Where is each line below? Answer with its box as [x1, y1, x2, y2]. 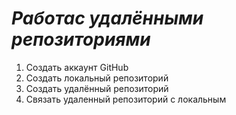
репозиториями [11, 28, 151, 51]
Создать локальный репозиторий [25, 72, 169, 84]
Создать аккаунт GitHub [25, 61, 129, 73]
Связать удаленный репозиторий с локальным [25, 93, 227, 105]
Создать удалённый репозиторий [25, 82, 169, 94]
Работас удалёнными [11, 7, 204, 30]
